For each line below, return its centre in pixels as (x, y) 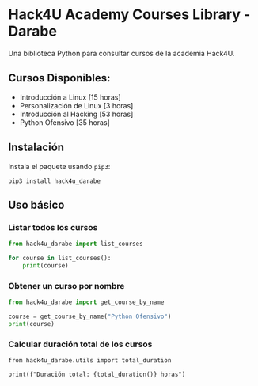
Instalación (36, 148)
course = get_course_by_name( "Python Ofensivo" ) (90, 317)
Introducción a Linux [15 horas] (70, 97)
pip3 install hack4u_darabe (55, 181)
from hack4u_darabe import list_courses (76, 244)
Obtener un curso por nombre (66, 286)
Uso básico (36, 204)
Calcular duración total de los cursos (80, 344)
